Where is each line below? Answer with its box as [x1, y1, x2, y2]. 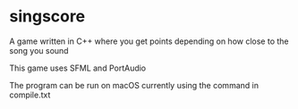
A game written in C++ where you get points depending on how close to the [9, 36, 289, 46]
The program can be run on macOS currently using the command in [9, 80, 260, 90]
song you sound [9, 45, 69, 55]
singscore [9, 6, 86, 27]
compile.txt [9, 89, 51, 100]
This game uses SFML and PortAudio [9, 63, 147, 73]
